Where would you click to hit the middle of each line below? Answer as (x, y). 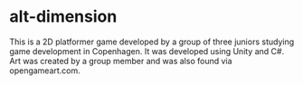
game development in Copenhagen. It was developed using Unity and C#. (147, 51)
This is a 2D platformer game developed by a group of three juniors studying (152, 42)
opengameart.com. (45, 71)
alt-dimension (63, 17)
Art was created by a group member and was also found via (121, 61)
